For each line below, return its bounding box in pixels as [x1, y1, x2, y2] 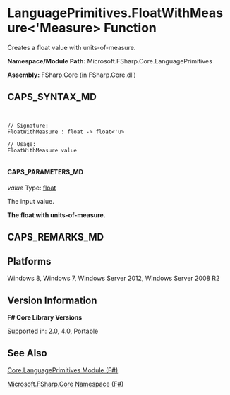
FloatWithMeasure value [7, 147, 78, 154]
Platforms [7, 255, 52, 267]
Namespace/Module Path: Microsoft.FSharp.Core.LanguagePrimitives [7, 56, 213, 65]
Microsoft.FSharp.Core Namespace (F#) [7, 379, 124, 388]
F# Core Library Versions [7, 312, 83, 322]
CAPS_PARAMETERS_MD [7, 168, 83, 176]
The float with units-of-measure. [7, 210, 106, 219]
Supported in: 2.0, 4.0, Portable [7, 327, 99, 335]
